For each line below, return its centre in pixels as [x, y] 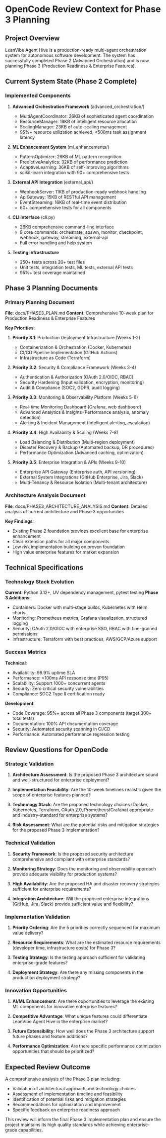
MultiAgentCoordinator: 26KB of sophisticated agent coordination [87, 116]
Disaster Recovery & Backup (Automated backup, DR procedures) [87, 447]
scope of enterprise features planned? [51, 795]
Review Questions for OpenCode [57, 750]
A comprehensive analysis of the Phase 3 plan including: [63, 1079]
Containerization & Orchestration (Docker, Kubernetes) [76, 347]
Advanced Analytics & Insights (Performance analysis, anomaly [84, 412]
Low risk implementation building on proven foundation [69, 547]
